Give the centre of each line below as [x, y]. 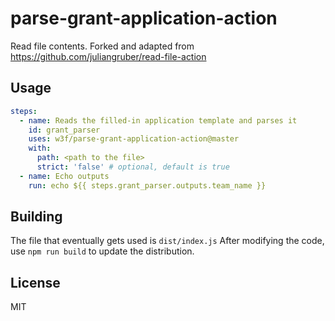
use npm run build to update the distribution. [102, 251]
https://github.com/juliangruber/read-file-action [108, 56]
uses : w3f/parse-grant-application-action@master [134, 139]
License [35, 282]
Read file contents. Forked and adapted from [102, 46]
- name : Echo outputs [64, 176]
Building [36, 217]
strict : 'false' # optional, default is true [133, 167]
